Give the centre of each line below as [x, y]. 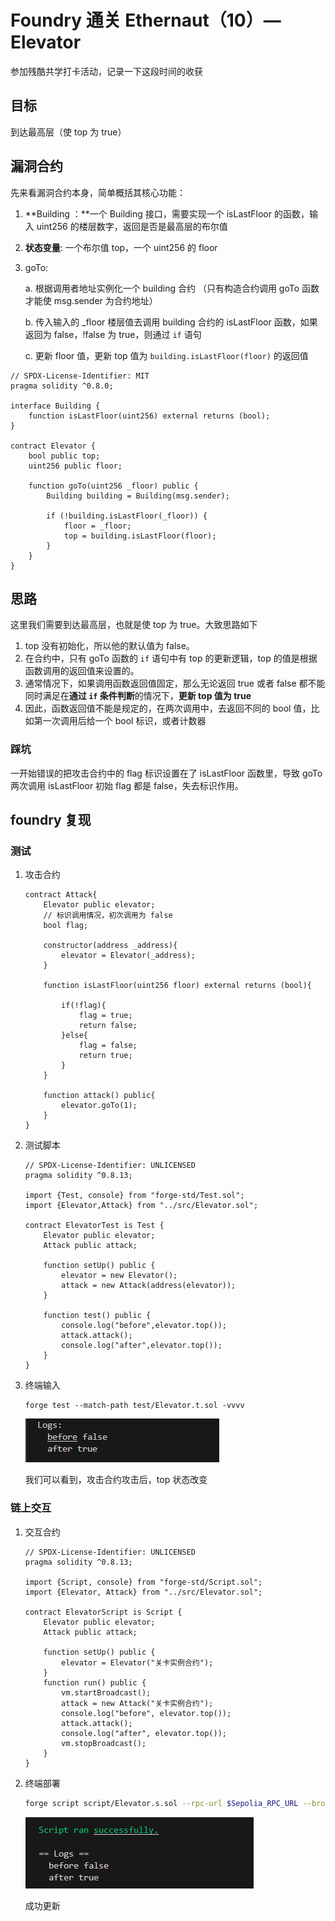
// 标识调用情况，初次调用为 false [108, 916]
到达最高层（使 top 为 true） [68, 132]
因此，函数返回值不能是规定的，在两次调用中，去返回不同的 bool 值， [168, 708]
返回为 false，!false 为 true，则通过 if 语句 [113, 334]
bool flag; [66, 926]
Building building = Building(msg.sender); [138, 496]
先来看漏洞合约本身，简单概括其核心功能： [98, 192]
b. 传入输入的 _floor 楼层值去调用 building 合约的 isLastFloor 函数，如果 [171, 322]
